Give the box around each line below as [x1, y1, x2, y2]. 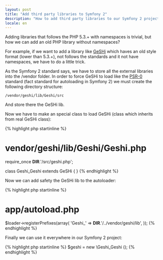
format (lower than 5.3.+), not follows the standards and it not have [5, 54, 139, 60]
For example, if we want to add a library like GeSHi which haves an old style [5, 49, 157, 54]
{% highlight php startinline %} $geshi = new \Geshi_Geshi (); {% [5, 244, 135, 250]
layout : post [5, 7, 32, 12]
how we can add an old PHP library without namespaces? [5, 39, 120, 45]
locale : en [5, 20, 27, 26]
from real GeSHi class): [5, 116, 51, 122]
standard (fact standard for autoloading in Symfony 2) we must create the [5, 79, 152, 85]
